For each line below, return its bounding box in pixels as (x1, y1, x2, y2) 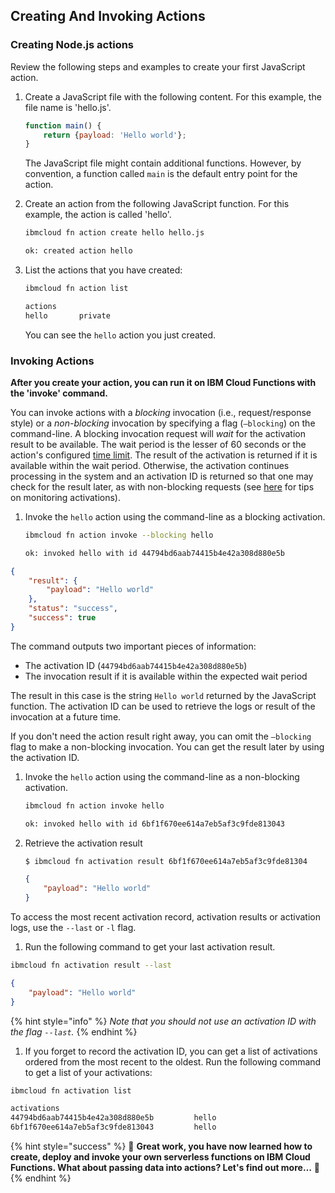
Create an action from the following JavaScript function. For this (24, 198, 290, 210)
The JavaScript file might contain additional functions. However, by (24, 157, 302, 169)
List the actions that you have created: (24, 264, 183, 276)
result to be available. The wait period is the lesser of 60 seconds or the (10, 438, 307, 450)
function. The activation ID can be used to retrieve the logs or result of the (10, 700, 316, 712)
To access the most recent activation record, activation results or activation (10, 911, 321, 923)
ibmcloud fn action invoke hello (24, 800, 165, 811)
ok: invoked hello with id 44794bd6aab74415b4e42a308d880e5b (24, 548, 286, 558)
